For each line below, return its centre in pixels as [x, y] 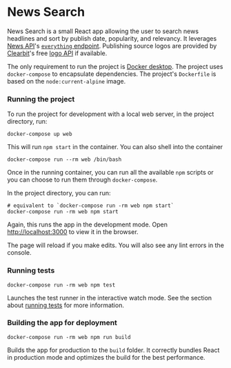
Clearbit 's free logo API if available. [57, 53]
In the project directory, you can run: [59, 193]
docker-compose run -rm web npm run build [69, 337]
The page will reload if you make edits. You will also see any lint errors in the [115, 245]
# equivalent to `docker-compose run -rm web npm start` [91, 206]
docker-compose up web [40, 134]
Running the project [41, 99]
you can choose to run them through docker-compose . [82, 180]
